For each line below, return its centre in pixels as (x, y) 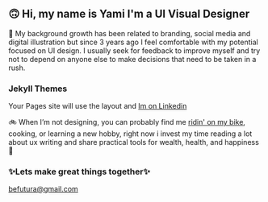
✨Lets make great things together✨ (80, 171)
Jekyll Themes (38, 89)
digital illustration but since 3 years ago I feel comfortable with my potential (133, 42)
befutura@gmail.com (43, 189)
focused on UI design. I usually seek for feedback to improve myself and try (134, 50)
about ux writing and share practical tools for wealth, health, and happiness (134, 142)
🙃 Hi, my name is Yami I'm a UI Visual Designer (129, 14)
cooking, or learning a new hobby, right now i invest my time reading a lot (130, 134)
